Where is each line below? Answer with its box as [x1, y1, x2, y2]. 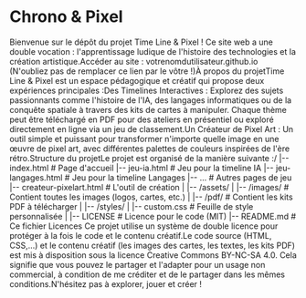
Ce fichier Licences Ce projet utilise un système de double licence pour [9, 221, 279, 231]
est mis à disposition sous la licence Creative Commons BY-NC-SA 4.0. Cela [9, 249, 297, 261]
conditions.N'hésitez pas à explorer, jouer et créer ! [9, 278, 203, 289]
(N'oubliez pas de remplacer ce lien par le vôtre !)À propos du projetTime [9, 66, 285, 77]
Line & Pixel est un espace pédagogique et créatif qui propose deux [9, 75, 265, 86]
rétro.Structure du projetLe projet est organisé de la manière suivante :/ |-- [9, 152, 290, 163]
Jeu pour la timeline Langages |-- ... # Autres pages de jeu [71, 171, 292, 183]
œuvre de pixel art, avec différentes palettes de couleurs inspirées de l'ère [9, 143, 290, 154]
